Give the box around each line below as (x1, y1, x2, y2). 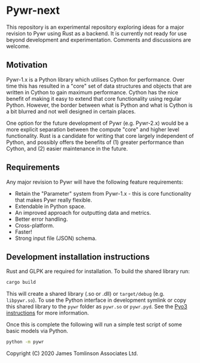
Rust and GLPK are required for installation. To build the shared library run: (6, 268, 190, 275)
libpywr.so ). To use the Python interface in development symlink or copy (6, 296, 187, 304)
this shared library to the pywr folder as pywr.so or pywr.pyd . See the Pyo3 (6, 303, 187, 310)
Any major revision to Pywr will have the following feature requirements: (6, 178, 184, 185)
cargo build (6, 280, 36, 286)
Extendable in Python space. (14, 202, 86, 210)
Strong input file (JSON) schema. (14, 235, 97, 242)
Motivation (6, 60, 48, 70)
